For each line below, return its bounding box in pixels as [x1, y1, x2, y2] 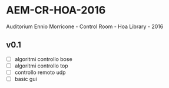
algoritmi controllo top [14, 62, 69, 69]
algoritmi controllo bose [14, 55, 72, 62]
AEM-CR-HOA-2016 [6, 4, 106, 17]
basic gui [14, 75, 37, 82]
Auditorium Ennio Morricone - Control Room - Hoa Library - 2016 [6, 23, 164, 30]
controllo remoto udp [14, 69, 66, 76]
